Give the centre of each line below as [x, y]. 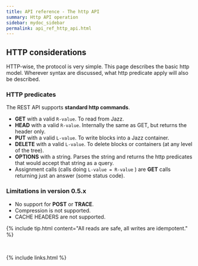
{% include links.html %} [36, 257]
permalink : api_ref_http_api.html [49, 28]
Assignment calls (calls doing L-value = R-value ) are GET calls [93, 169]
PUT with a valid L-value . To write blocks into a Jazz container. [92, 138]
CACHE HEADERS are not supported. [60, 217]
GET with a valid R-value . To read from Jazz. [69, 119]
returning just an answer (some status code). [70, 176]
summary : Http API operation [42, 17]
